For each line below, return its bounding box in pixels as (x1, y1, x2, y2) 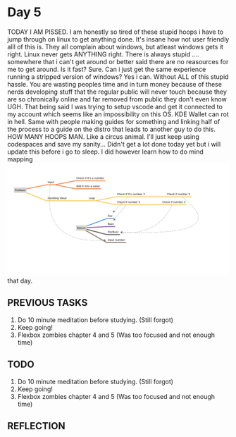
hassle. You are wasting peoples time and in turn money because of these (7, 80, 222, 88)
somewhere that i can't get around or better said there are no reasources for (7, 57, 229, 66)
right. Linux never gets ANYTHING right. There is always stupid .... (7, 50, 199, 59)
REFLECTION (7, 420, 66, 432)
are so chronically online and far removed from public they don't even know (7, 94, 227, 103)
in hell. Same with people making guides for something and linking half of (7, 117, 221, 125)
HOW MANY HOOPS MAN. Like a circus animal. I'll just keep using (7, 132, 199, 141)
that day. (7, 276, 33, 285)
